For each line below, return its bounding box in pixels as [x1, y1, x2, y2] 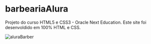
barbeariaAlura [5, 3, 69, 15]
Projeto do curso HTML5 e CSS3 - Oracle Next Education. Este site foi [5, 19, 147, 25]
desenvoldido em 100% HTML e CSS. [5, 24, 81, 30]
